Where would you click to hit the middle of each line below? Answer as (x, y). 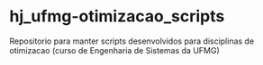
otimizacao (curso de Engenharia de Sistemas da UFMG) (115, 50)
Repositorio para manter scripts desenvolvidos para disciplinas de (132, 41)
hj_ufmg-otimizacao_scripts (117, 16)
